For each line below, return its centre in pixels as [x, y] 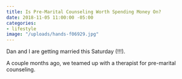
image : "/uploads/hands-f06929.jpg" [52, 34]
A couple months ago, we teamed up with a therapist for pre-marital [91, 63]
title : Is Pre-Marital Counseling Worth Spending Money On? [84, 12]
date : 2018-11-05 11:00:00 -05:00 [50, 17]
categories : [21, 23]
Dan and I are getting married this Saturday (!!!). [66, 51]
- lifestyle [21, 29]
